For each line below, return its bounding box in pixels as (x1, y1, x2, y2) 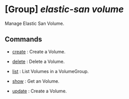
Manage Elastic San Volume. (5, 20, 64, 26)
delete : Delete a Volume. (12, 58, 65, 64)
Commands (5, 35, 43, 44)
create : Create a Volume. (12, 48, 66, 54)
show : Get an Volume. (12, 78, 59, 84)
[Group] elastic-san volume (5, 4, 124, 15)
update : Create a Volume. (12, 88, 67, 94)
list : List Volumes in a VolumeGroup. (12, 68, 89, 74)
